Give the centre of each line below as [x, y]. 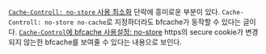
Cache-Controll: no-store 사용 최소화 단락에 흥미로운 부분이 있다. [114, 12]
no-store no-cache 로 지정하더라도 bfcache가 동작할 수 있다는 [142, 22]
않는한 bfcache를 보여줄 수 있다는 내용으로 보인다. [102, 42]
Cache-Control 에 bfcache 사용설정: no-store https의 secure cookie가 [131, 32]
